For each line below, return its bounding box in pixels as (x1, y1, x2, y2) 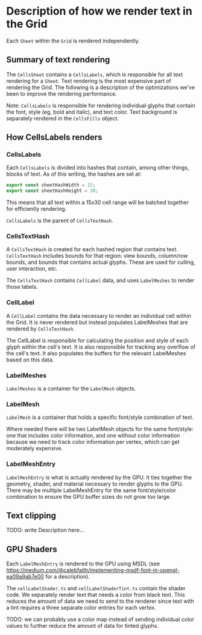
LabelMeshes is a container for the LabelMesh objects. (6, 385, 136, 392)
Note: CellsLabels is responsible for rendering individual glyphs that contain (6, 102, 195, 109)
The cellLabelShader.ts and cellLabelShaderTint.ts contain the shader (6, 585, 186, 592)
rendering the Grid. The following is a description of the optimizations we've (6, 84, 195, 91)
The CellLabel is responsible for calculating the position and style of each (6, 337, 189, 344)
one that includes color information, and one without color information (6, 432, 180, 439)
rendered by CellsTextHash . (6, 325, 75, 332)
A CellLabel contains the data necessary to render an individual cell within (6, 312, 191, 319)
